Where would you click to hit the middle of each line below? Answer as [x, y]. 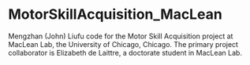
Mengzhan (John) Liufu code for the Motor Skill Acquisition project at [121, 36]
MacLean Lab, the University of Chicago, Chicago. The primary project [123, 44]
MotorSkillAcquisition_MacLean [115, 14]
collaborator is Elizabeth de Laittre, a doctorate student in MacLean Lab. [125, 52]
